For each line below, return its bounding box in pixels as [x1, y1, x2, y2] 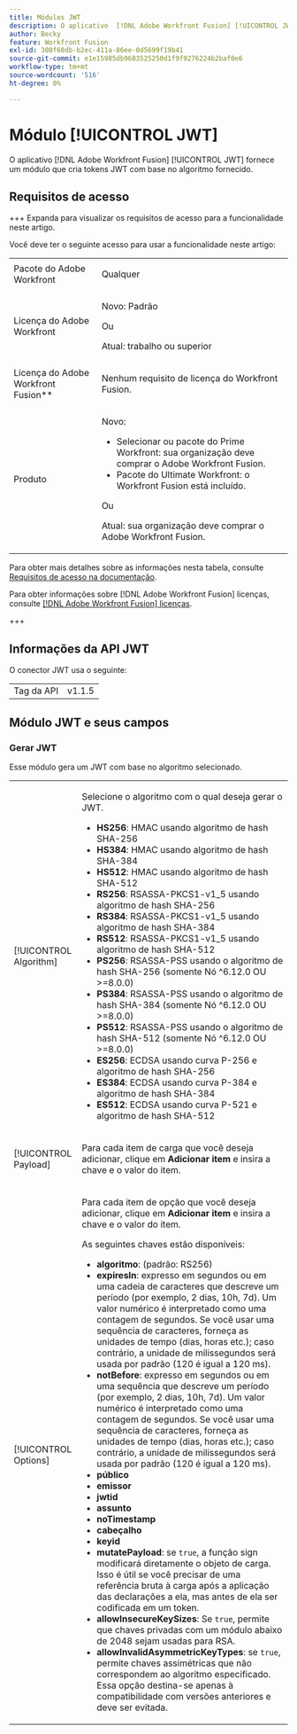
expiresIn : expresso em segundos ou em [96, 1269, 267, 1281]
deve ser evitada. [96, 1701, 168, 1714]
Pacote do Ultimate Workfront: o [116, 469, 250, 481]
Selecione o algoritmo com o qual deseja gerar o [81, 790, 283, 802]
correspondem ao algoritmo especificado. [96, 1668, 271, 1680]
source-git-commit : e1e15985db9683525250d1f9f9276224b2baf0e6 [9, 54, 243, 63]
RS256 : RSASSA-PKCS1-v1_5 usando [96, 887, 260, 900]
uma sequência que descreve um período [96, 1379, 270, 1392]
